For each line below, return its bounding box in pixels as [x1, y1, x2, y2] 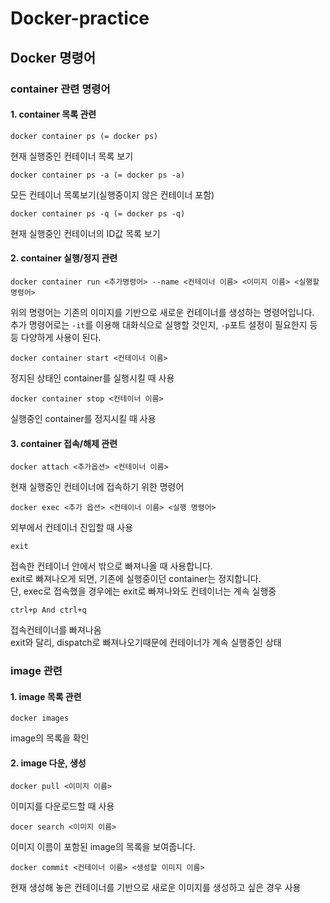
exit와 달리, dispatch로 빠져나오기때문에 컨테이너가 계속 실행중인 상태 [10, 637, 282, 649]
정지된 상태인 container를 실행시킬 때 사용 [10, 372, 175, 384]
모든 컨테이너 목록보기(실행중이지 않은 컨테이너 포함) [10, 188, 215, 201]
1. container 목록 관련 [10, 108, 97, 121]
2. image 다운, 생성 [10, 757, 87, 769]
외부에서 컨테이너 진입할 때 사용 [10, 522, 134, 534]
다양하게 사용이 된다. [20, 331, 102, 343]
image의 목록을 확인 [10, 732, 90, 744]
